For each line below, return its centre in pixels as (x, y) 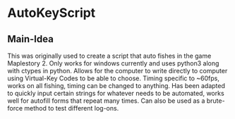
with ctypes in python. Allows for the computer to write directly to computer (117, 71)
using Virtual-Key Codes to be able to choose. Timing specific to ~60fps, (114, 78)
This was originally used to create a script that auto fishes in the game (109, 56)
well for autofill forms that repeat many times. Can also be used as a (106, 101)
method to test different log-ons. (72, 108)
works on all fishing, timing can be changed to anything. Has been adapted (116, 86)
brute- (216, 101)
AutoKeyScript (52, 13)
